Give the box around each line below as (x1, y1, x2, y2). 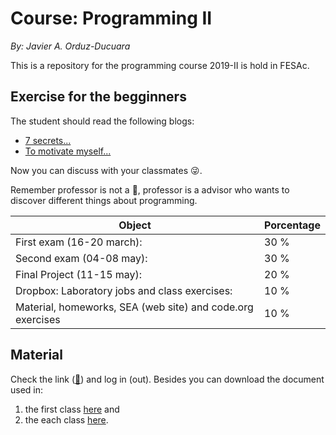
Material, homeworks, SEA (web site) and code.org (15, 300, 254, 314)
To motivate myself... (24, 145, 112, 157)
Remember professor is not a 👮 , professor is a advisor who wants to (10, 183, 290, 196)
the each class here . (24, 413, 109, 426)
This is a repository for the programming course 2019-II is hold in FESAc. (10, 59, 310, 71)
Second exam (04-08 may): (15, 251, 148, 265)
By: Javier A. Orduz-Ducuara (10, 40, 131, 52)
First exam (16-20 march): (15, 235, 143, 249)
